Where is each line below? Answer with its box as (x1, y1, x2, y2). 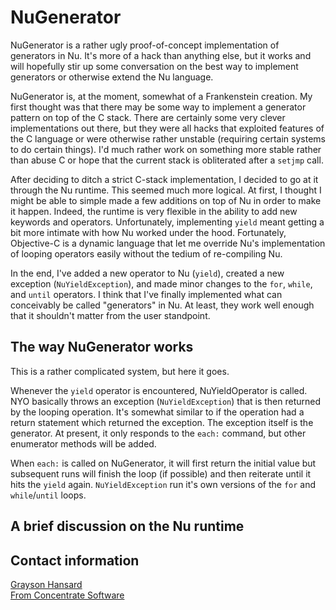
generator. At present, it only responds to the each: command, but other (10, 427, 307, 439)
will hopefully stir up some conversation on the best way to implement (10, 60, 299, 72)
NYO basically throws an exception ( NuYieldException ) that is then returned (10, 395, 322, 407)
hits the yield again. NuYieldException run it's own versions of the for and (10, 478, 317, 490)
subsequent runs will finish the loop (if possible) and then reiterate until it (10, 467, 312, 480)
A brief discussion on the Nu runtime (10, 518, 245, 535)
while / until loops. (10, 489, 87, 501)
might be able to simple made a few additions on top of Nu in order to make (10, 194, 322, 206)
